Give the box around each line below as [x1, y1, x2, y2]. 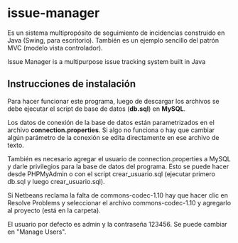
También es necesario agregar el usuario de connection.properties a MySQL [7, 154, 231, 163]
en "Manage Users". [7, 227, 67, 236]
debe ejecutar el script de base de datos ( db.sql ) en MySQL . [7, 104, 186, 113]
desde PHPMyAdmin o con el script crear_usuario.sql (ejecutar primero [7, 169, 215, 178]
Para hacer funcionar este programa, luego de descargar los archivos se [7, 97, 220, 105]
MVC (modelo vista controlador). [7, 43, 103, 52]
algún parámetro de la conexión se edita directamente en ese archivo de [7, 133, 220, 141]
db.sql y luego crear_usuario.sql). [7, 177, 105, 185]
